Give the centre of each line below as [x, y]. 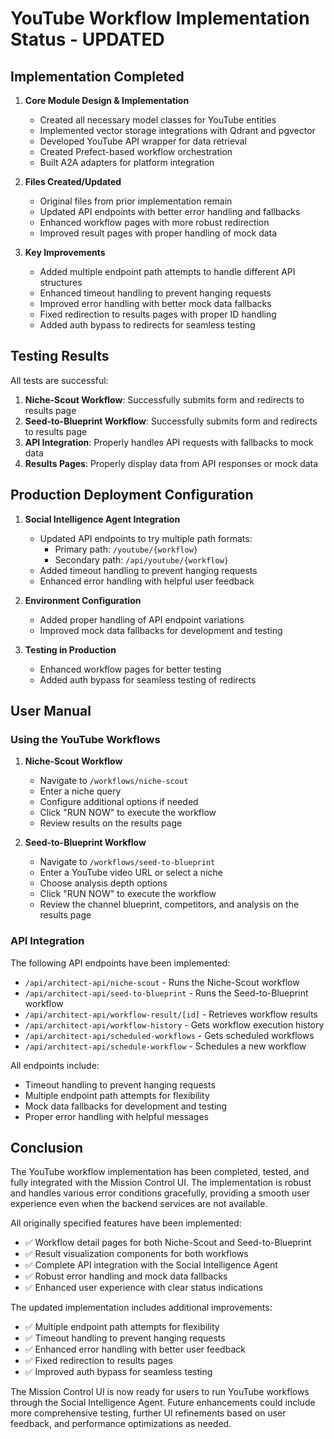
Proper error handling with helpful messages [117, 1116]
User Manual [51, 711]
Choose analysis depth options [103, 883]
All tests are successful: [59, 380]
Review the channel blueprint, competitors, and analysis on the [169, 904]
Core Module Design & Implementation [107, 100]
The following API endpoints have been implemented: [120, 963]
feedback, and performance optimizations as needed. [121, 1424]
